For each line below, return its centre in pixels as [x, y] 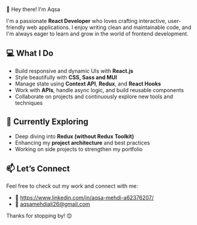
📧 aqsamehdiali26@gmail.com [52, 204]
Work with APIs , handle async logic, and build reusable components [99, 90]
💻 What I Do [30, 53]
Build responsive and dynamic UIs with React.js [74, 71]
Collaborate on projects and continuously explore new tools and [94, 96]
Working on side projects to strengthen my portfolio [79, 149]
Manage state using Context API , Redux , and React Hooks [88, 84]
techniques [29, 103]
